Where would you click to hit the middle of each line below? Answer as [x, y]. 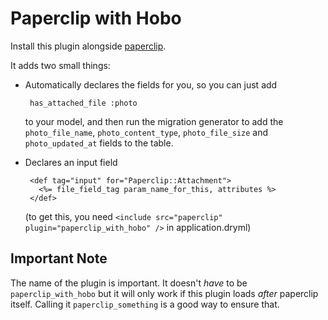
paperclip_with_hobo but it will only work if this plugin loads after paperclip [164, 293]
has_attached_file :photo [83, 103]
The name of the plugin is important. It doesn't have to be [129, 283]
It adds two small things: [60, 65]
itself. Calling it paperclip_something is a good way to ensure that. [145, 304]
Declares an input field [71, 162]
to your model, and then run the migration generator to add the [154, 121]
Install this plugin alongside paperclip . [88, 46]
